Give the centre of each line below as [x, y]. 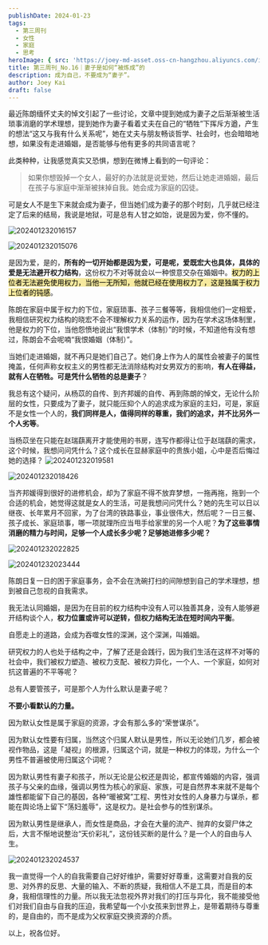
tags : [17, 23]
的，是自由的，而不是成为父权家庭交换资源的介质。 [92, 916]
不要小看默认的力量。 [43, 706]
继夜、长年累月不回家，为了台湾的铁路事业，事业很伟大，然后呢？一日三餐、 [134, 513]
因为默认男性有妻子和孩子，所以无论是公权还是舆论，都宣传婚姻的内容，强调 [134, 777]
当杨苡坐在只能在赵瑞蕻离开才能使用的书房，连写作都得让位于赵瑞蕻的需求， [134, 441]
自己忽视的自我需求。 [57, 591]
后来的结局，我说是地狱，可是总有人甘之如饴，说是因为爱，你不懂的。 [137, 215]
